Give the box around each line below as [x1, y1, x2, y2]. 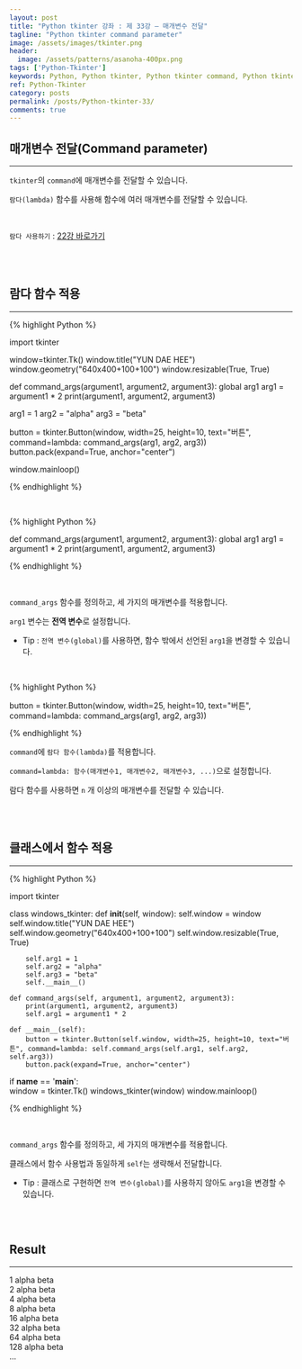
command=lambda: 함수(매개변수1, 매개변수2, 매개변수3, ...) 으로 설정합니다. [9, 765, 272, 776]
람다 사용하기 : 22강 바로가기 [9, 230, 106, 241]
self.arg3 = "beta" [25, 969, 99, 979]
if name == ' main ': [9, 1076, 79, 1086]
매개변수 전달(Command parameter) [9, 140, 209, 156]
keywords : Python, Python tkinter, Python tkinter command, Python [9, 72, 268, 81]
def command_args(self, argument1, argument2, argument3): [9, 994, 235, 1003]
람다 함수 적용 [9, 286, 81, 302]
